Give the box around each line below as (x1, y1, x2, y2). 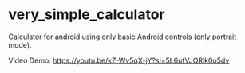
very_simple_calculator (8, 6, 165, 24)
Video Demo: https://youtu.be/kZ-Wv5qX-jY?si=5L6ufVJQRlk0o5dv (8, 56, 230, 65)
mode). (8, 40, 32, 49)
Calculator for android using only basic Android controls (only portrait (8, 32, 237, 41)
